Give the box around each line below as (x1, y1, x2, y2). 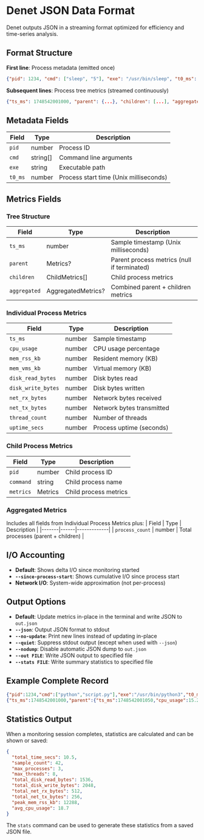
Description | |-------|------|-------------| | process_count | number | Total (6, 526, 192, 533)
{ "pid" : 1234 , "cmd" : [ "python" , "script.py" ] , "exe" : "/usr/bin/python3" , (6, 692, 186, 698)
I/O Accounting (6, 550, 65, 560)
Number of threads (93, 414, 148, 422)
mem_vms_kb (9, 365, 41, 372)
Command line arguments (59, 153, 133, 162)
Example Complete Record (6, 675, 109, 686)
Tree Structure (6, 212, 50, 221)
